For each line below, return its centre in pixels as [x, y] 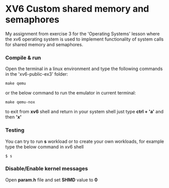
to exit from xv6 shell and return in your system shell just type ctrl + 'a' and [84, 112]
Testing [15, 130]
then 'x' [13, 117]
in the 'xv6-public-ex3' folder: [37, 74]
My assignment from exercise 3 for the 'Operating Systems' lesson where [82, 34]
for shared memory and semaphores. [44, 44]
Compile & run [23, 57]
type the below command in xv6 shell [45, 147]
